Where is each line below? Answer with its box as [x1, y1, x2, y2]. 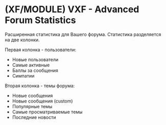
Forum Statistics [5, 14, 76, 26]
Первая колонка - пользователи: [5, 46, 77, 53]
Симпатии [12, 72, 35, 79]
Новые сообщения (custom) [12, 98, 73, 104]
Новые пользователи [12, 56, 59, 62]
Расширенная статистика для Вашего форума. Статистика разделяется [5, 31, 161, 37]
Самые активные [12, 62, 50, 68]
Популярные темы [12, 103, 53, 109]
